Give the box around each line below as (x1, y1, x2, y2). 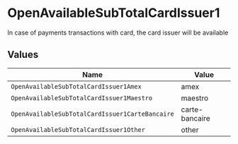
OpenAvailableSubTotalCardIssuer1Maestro (11, 94, 153, 102)
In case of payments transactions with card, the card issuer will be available (7, 28, 229, 37)
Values (7, 49, 39, 61)
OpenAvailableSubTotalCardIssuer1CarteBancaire (11, 109, 175, 118)
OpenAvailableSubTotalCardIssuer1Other (11, 126, 145, 133)
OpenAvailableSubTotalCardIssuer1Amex (11, 83, 142, 90)
